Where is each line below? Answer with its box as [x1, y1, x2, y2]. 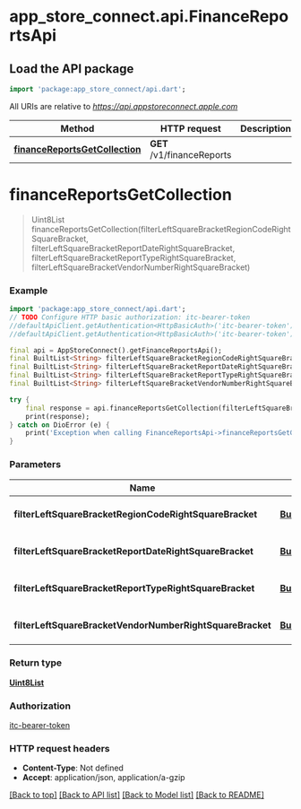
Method [60, 122, 95, 135]
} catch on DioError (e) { [9, 420, 110, 430]
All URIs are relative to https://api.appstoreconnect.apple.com [9, 100, 238, 111]
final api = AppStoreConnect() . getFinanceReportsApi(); [9, 345, 222, 355]
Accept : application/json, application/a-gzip [21, 772, 185, 783]
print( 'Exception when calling [25, 429, 142, 438]
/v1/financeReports [149, 148, 232, 161]
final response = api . [25, 404, 110, 413]
